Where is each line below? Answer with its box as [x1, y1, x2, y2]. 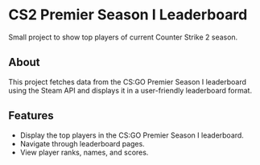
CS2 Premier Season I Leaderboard [8, 6, 248, 24]
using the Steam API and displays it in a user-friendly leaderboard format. [8, 85, 252, 95]
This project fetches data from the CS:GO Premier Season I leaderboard [8, 76, 247, 86]
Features [8, 109, 54, 122]
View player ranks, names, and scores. [19, 147, 149, 157]
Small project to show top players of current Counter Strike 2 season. [8, 32, 238, 42]
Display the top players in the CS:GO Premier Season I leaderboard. [19, 130, 244, 140]
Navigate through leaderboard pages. [19, 138, 145, 148]
